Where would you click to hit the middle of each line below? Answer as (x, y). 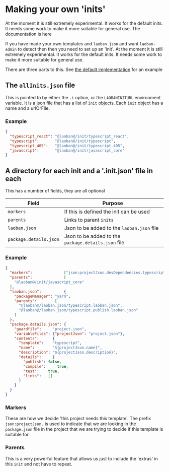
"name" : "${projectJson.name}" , (60, 348)
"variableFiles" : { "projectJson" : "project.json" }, (69, 333)
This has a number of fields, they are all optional (55, 191)
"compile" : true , (46, 366)
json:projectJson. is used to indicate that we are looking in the (71, 424)
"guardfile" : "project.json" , (50, 329)
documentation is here (28, 34)
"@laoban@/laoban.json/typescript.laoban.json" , (70, 306)
